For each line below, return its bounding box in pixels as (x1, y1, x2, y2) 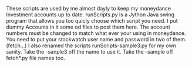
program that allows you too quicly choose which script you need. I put (6, 17, 178, 24)
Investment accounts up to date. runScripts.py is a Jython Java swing (6, 11, 175, 18)
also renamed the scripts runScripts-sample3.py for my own (31, 42, 176, 49)
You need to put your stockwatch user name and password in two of (6, 36, 171, 43)
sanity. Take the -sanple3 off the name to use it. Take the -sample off (6, 48, 173, 55)
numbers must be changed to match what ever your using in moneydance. (6, 30, 186, 37)
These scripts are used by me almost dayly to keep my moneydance (6, 5, 171, 12)
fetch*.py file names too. (6, 55, 66, 61)
